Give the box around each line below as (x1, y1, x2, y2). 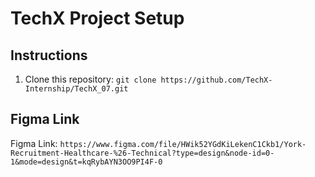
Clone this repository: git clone (24, 73, 157, 85)
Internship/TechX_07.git (24, 84, 129, 94)
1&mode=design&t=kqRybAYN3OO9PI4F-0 (10, 157, 163, 167)
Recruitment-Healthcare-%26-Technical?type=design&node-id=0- (10, 148, 275, 158)
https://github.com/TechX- (160, 75, 273, 85)
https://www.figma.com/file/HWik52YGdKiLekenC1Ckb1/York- (59, 139, 307, 149)
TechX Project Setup (10, 7, 185, 30)
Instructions (10, 47, 88, 64)
